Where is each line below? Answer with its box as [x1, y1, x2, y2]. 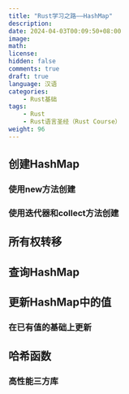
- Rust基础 [23, 95, 58, 103]
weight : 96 [8, 125, 45, 133]
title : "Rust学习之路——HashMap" [8, 11, 114, 20]
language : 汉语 [8, 80, 58, 88]
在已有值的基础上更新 [8, 322, 92, 333]
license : [8, 50, 38, 58]
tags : [8, 102, 27, 110]
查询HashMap [8, 265, 80, 279]
